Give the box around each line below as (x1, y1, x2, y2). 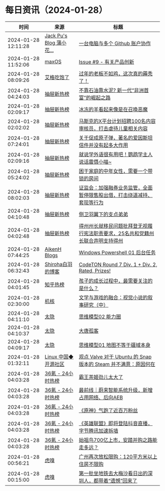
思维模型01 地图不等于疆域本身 (79, 341, 151, 348)
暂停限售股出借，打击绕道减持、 (79, 191, 153, 198)
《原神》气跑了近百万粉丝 (79, 407, 138, 414)
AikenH (45, 245, 62, 252)
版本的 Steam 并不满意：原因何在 (79, 361, 156, 368)
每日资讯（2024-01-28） (5, 4, 108, 16)
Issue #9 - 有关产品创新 (79, 58, 135, 65)
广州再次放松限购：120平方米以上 (79, 453, 158, 460)
